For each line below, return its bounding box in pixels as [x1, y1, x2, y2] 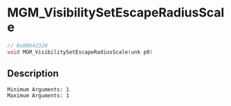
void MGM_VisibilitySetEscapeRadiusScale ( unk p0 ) [7, 48, 154, 56]
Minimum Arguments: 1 [7, 86, 70, 93]
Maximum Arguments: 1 [7, 92, 70, 99]
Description [7, 67, 59, 80]
